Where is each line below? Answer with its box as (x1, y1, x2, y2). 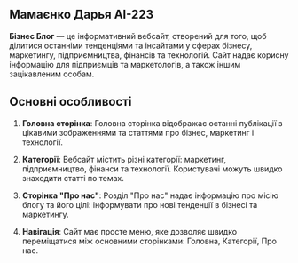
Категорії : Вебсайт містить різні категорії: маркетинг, (21, 154, 227, 164)
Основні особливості (9, 94, 132, 109)
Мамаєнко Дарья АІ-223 (9, 7, 154, 22)
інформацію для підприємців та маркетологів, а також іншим (9, 59, 241, 69)
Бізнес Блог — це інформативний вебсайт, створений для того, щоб (9, 30, 268, 41)
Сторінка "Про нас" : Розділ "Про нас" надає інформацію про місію (21, 190, 279, 201)
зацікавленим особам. (9, 68, 95, 79)
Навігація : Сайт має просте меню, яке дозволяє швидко (21, 226, 238, 236)
